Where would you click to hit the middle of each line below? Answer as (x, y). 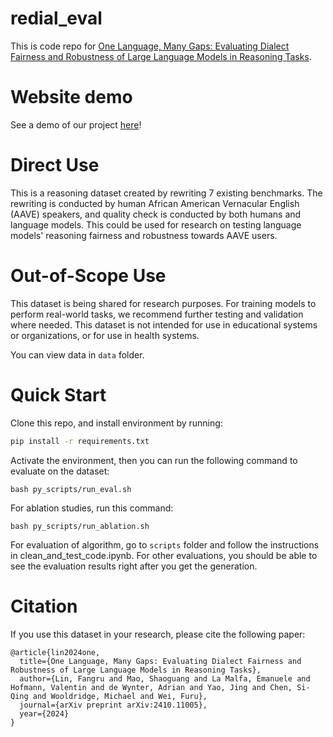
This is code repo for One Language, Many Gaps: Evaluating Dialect (150, 46)
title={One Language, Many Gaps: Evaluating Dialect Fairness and (160, 661)
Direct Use (55, 165)
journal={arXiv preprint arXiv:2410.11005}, (113, 705)
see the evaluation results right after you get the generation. (134, 566)
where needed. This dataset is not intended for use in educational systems (164, 324)
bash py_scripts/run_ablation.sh (80, 526)
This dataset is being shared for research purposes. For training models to (163, 303)
